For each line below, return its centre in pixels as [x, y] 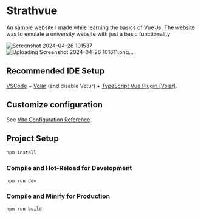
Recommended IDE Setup [56, 71]
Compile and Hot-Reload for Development [69, 168]
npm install [21, 152]
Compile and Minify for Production [58, 196]
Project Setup [33, 138]
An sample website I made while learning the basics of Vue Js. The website [101, 27]
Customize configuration [55, 105]
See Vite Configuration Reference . [49, 120]
